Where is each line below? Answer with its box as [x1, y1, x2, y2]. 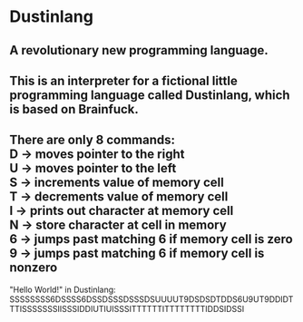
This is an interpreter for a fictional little [9, 73, 238, 88]
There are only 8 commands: [9, 132, 175, 148]
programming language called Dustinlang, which [9, 87, 290, 102]
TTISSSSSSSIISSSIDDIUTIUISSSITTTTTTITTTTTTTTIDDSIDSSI [9, 303, 245, 314]
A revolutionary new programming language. [9, 43, 269, 58]
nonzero [9, 260, 58, 276]
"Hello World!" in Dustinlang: [9, 284, 116, 295]
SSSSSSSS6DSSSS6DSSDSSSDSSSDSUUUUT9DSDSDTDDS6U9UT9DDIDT [9, 293, 294, 305]
